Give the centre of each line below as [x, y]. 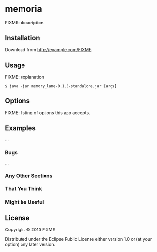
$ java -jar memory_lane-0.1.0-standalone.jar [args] [61, 86]
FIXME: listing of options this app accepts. [47, 113]
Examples [20, 128]
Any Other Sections [29, 176]
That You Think [23, 189]
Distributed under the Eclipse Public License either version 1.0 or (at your [78, 239]
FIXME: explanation [24, 77]
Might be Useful [24, 202]
